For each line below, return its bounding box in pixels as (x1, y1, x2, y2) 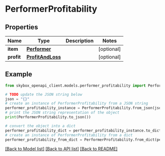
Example (5, 70, 32, 79)
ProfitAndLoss (26, 54, 61, 60)
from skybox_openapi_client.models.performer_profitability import (5, 83, 146, 88)
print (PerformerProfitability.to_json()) (5, 115, 91, 120)
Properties (5, 23, 38, 31)
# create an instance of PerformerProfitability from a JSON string (5, 101, 148, 106)
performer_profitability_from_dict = (5, 137, 82, 142)
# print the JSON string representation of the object (5, 110, 120, 115)
